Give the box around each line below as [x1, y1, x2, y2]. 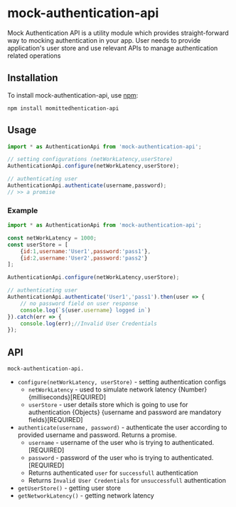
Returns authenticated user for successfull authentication [28, 468, 198, 477]
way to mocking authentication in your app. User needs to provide [7, 36, 201, 44]
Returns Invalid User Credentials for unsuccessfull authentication [28, 476, 226, 485]
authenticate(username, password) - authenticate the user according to [17, 423, 227, 432]
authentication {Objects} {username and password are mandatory [28, 408, 222, 416]
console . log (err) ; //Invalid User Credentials [20, 319, 158, 327]
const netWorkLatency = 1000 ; [7, 234, 97, 242]
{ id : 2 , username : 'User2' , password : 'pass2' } [20, 255, 148, 262]
